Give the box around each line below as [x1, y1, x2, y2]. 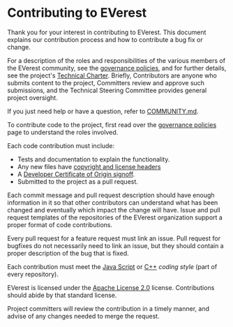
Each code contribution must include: [7, 141, 115, 150]
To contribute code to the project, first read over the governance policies [7, 120, 217, 129]
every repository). [7, 270, 59, 278]
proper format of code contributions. [7, 220, 113, 228]
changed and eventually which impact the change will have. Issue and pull [7, 205, 221, 214]
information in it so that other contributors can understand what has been [7, 198, 218, 207]
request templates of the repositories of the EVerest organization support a [7, 213, 223, 221]
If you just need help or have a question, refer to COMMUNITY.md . [7, 107, 199, 115]
